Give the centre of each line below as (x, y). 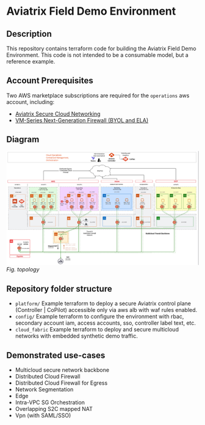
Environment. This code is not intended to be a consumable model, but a (98, 55)
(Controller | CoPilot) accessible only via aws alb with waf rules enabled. (106, 310)
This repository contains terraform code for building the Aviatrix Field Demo (101, 48)
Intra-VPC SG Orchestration (50, 402)
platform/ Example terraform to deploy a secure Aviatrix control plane (103, 303)
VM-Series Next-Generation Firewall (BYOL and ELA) (82, 120)
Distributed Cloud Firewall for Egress (61, 383)
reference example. (31, 61)
